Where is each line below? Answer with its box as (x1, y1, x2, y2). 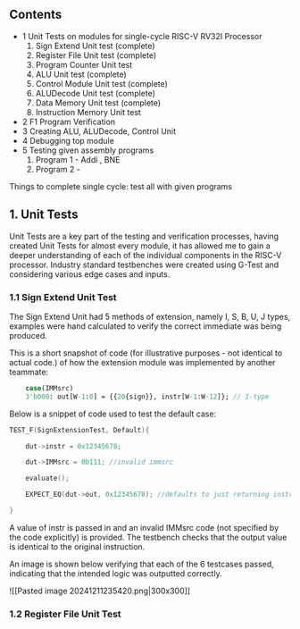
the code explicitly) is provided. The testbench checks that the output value (9, 532, 287, 542)
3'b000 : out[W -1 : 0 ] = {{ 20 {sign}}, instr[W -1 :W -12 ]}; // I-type (25, 392, 270, 401)
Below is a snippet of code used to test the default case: (9, 408, 217, 419)
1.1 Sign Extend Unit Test (9, 290, 118, 303)
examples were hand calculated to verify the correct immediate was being (9, 321, 282, 331)
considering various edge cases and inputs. (9, 268, 171, 280)
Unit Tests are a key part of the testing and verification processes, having (9, 231, 279, 241)
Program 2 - (35, 164, 80, 174)
